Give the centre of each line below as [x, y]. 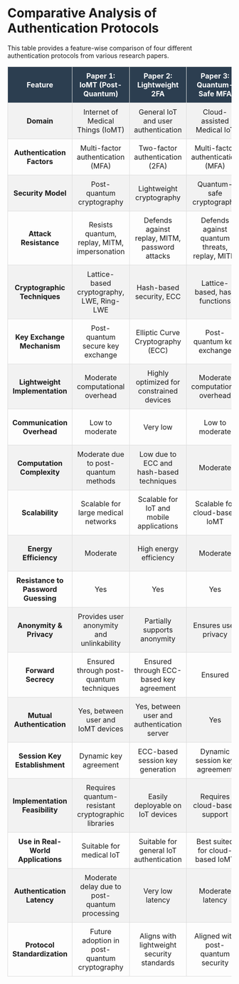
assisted [215, 121]
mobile [158, 517]
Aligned [207, 936]
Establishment [40, 764]
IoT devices [158, 814]
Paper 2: [158, 76]
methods [101, 481]
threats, [215, 247]
